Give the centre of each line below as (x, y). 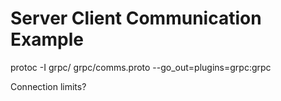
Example (47, 39)
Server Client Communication (136, 18)
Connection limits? (48, 86)
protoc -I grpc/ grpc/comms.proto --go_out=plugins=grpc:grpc (141, 67)
